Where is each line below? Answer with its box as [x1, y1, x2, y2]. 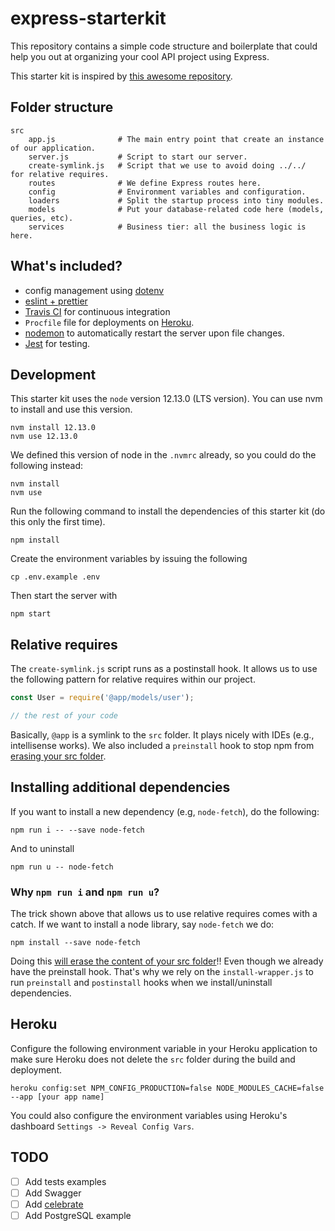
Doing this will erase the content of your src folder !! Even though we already [10, 955, 324, 967]
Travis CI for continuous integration [24, 305, 171, 317]
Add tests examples [24, 1175, 107, 1187]
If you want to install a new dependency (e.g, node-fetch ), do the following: [10, 805, 320, 817]
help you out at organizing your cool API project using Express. [10, 50, 270, 62]
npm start [10, 609, 52, 619]
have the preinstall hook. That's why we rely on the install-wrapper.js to [10, 966, 314, 978]
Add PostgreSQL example [24, 1209, 132, 1221]
